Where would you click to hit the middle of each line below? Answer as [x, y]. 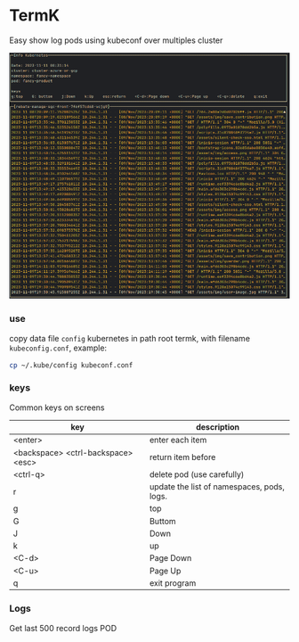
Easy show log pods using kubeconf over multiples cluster [116, 40]
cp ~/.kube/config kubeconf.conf [71, 365]
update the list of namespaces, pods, [217, 487]
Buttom [163, 521]
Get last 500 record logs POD [63, 628]
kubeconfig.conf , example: [58, 348]
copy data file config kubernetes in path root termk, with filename [130, 338]
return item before [183, 457]
